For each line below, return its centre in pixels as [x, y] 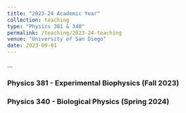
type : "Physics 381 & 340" [46, 26]
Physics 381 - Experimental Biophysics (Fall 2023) [93, 83]
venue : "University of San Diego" [57, 39]
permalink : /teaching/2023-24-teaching [65, 33]
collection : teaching [38, 20]
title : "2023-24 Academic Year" [54, 13]
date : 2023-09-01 [32, 45]
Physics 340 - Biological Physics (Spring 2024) [88, 101]
